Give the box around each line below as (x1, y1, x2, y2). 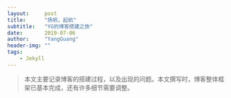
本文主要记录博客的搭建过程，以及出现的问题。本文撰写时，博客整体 (24, 75, 219, 83)
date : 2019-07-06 (7, 29, 76, 37)
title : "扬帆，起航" (7, 17, 77, 23)
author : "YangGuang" (7, 36, 79, 43)
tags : (7, 49, 23, 56)
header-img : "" (7, 42, 51, 49)
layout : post (7, 10, 57, 17)
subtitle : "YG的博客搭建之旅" (7, 23, 93, 30)
